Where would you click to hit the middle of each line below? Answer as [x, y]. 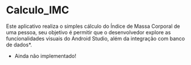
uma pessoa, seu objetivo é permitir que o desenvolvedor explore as [88, 32]
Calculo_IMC [38, 10]
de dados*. [19, 45]
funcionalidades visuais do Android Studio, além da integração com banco [95, 38]
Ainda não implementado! [46, 56]
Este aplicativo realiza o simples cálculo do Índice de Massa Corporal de [93, 26]
